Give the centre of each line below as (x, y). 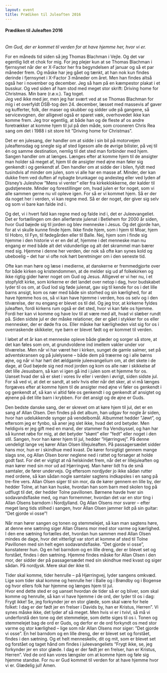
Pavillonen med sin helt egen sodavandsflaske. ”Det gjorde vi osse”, (75, 544)
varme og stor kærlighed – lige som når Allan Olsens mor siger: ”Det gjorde (82, 628)
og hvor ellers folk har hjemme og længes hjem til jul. (59, 586)
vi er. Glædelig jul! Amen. (31, 665)
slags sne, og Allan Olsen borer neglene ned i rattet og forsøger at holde (79, 455)
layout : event (20, 10)
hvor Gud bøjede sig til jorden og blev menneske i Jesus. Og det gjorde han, (83, 224)
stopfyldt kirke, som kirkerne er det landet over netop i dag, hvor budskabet (83, 282)
